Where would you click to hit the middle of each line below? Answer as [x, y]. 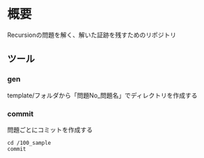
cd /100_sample [29, 143]
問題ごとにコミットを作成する [50, 129]
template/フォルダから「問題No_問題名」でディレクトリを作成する [102, 95]
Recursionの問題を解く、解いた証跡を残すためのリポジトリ [92, 35]
